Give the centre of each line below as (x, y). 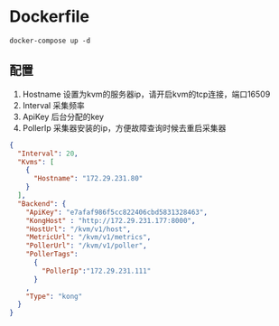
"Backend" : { (42, 204)
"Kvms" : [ (36, 162)
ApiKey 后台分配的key (63, 116)
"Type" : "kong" (54, 296)
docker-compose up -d (50, 41)
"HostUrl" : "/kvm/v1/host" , (78, 229)
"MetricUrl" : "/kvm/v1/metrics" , (88, 238)
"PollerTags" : (52, 255)
